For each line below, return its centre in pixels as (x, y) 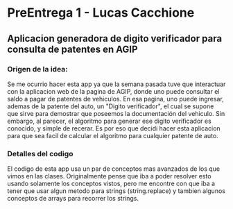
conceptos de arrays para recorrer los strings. (73, 199)
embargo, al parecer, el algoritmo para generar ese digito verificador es (109, 121)
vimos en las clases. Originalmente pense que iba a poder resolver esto (109, 176)
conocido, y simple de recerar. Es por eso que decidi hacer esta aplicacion (114, 128)
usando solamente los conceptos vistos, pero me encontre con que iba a (111, 184)
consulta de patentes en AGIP (72, 49)
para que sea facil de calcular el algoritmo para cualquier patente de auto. (113, 135)
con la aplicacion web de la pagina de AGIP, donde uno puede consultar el (113, 91)
